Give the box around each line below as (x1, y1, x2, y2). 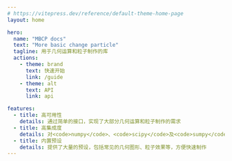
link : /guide (25, 74, 64, 80)
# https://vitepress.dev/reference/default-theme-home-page (7, 10, 184, 17)
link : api (25, 93, 54, 100)
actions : (13, 54, 39, 62)
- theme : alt (19, 80, 57, 87)
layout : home (7, 17, 45, 23)
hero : (7, 29, 23, 36)
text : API (25, 87, 54, 94)
